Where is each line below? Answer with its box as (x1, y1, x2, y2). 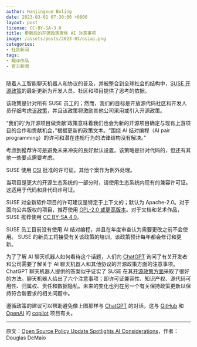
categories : (6, 42, 35, 48)
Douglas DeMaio (6, 334, 46, 341)
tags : (6, 52, 19, 58)
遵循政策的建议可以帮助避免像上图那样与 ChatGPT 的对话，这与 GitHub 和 (6, 302, 184, 309)
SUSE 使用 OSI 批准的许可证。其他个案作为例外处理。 (6, 167, 136, 174)
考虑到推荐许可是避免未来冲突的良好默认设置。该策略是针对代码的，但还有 (6, 147, 186, 154)
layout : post (6, 19, 38, 25)
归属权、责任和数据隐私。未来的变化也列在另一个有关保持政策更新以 (21, 282, 186, 289)
